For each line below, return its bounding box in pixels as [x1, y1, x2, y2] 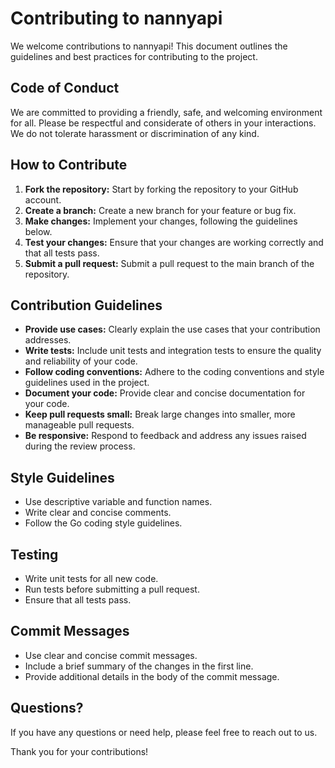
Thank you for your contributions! [10, 745, 149, 757]
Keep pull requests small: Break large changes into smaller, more [24, 408, 296, 421]
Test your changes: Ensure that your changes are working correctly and [24, 236, 324, 248]
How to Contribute [10, 157, 128, 174]
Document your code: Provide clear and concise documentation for [24, 387, 306, 399]
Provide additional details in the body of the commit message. [24, 670, 280, 682]
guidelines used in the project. [24, 377, 150, 389]
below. [24, 225, 53, 237]
